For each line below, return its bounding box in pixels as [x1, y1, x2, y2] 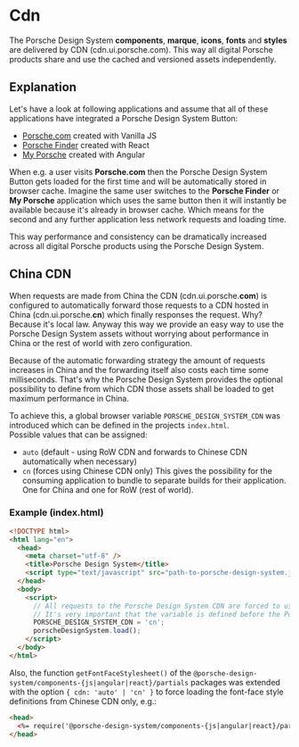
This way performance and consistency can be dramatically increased [9, 231, 267, 242]
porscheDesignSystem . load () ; [32, 627, 141, 635]
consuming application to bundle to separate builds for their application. [21, 475, 287, 486]
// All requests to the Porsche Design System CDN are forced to [32, 602, 280, 610]
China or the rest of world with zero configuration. [9, 337, 193, 348]
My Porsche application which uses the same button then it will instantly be [9, 195, 287, 205]
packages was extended [190, 676, 280, 687]
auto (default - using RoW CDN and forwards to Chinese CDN [21, 446, 247, 457]
